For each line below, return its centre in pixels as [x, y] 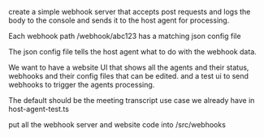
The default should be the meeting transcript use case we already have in [132, 100]
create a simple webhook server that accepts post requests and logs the [130, 12]
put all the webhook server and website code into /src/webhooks [117, 124]
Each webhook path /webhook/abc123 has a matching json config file [125, 36]
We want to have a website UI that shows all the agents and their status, [129, 67]
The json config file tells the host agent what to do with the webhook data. [133, 51]
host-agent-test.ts [39, 109]
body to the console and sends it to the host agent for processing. [119, 20]
